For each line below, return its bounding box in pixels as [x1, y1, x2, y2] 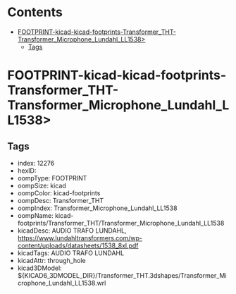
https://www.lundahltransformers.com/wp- [17, 233, 143, 242]
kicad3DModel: [17, 264, 62, 272]
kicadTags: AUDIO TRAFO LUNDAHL [17, 248, 125, 257]
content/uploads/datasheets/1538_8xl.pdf [17, 241, 139, 250]
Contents [7, 4, 63, 20]
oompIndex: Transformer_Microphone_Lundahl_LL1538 [17, 204, 178, 212]
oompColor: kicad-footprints [17, 188, 101, 197]
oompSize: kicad [17, 181, 67, 190]
